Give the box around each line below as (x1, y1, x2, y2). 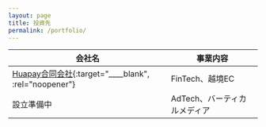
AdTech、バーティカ (170, 93, 247, 104)
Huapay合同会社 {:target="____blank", (12, 68, 150, 79)
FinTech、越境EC (170, 73, 235, 84)
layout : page (8, 11, 51, 20)
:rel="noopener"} (12, 79, 76, 90)
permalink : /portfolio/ (8, 26, 87, 34)
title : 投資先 (8, 19, 51, 27)
